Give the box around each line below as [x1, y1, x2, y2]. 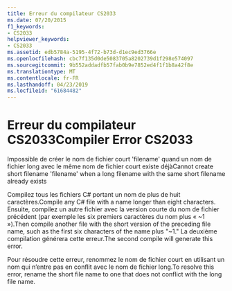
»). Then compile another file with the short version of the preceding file [7, 220, 211, 229]
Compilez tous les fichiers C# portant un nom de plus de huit [7, 191, 181, 199]
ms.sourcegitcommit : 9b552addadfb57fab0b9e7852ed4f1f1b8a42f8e [7, 62, 194, 69]
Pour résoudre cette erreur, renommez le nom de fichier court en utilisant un [7, 256, 225, 264]
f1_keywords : [7, 23, 45, 30]
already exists [7, 177, 47, 186]
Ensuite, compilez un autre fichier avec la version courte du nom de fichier [7, 205, 220, 213]
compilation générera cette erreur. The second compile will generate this [7, 235, 213, 243]
